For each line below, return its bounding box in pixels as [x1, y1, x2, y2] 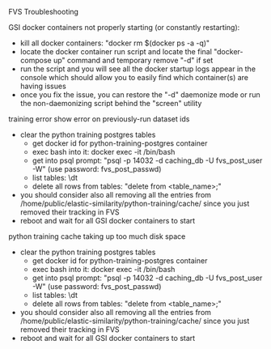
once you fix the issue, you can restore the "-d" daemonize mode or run [19, 90, 260, 100]
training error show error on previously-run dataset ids [8, 114, 190, 124]
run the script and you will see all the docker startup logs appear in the [19, 64, 256, 74]
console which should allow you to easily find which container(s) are [19, 73, 249, 82]
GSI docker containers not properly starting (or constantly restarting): [8, 23, 240, 32]
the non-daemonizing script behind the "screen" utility [19, 99, 202, 108]
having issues [19, 81, 66, 91]
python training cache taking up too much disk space [8, 232, 186, 241]
